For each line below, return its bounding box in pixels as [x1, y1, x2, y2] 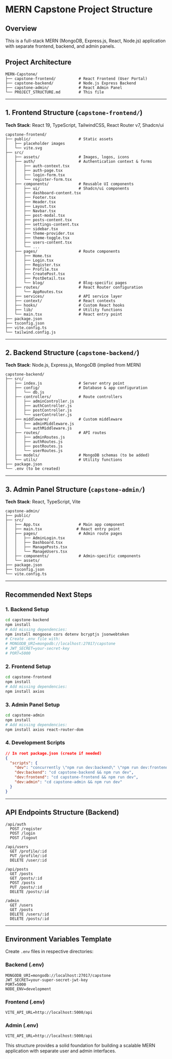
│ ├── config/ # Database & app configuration [5, 385, 147, 391]
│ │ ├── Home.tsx [5, 253, 52, 258]
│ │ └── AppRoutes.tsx [5, 289, 63, 294]
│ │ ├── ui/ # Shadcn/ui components [5, 186, 130, 191]
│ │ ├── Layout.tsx [5, 204, 56, 209]
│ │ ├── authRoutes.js [5, 439, 63, 445]
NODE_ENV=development [5, 986, 52, 992]
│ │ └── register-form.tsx [5, 177, 72, 182]
